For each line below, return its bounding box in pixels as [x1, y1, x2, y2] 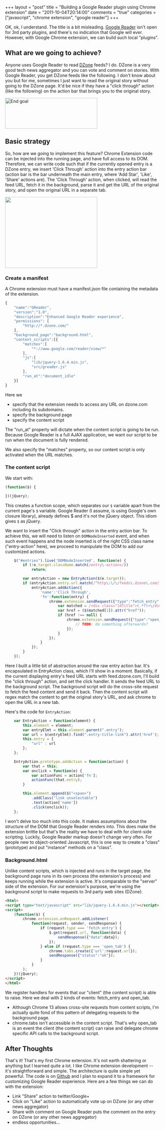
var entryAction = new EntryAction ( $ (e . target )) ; [23, 576, 126, 581]
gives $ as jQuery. [5, 518, 41, 524]
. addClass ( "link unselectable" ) [31, 795, 98, 801]
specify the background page [12, 412, 72, 418]
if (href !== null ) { [57, 612, 102, 618]
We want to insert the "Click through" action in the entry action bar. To [5, 527, 147, 533]
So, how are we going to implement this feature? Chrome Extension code [5, 150, 153, 156]
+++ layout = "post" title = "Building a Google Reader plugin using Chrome [5, 4, 156, 10]
